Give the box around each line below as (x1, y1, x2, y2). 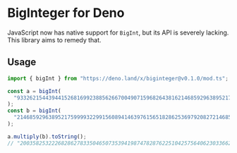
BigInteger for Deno (7, 5, 125, 21)
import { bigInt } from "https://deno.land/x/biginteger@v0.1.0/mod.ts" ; (7, 75, 229, 82)
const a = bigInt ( (7, 87, 61, 94)
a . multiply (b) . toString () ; (7, 133, 87, 140)
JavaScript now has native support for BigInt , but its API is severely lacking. (7, 28, 229, 37)
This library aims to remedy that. (7, 35, 102, 44)
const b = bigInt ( (7, 107, 61, 114)
